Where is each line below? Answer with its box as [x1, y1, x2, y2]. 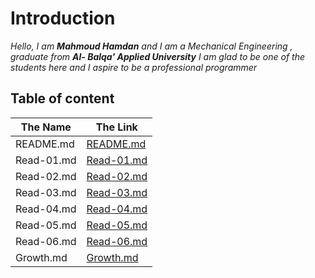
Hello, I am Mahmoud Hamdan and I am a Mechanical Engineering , [10, 40, 293, 52]
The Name [20, 120, 72, 134]
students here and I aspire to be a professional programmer [10, 61, 258, 73]
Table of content [10, 90, 115, 107]
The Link [95, 120, 138, 134]
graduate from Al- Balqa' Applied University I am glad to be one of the [10, 50, 305, 62]
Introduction [10, 7, 116, 30]
